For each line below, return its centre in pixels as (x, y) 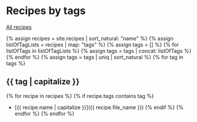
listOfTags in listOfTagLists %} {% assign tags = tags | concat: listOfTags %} (99, 50)
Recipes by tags (46, 11)
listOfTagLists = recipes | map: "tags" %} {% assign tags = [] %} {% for (93, 45)
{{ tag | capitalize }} (43, 82)
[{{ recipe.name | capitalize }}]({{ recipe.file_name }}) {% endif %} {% (99, 107)
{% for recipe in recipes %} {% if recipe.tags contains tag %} (80, 96)
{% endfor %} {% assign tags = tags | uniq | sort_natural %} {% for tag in (95, 57)
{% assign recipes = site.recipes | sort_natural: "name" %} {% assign (90, 38)
